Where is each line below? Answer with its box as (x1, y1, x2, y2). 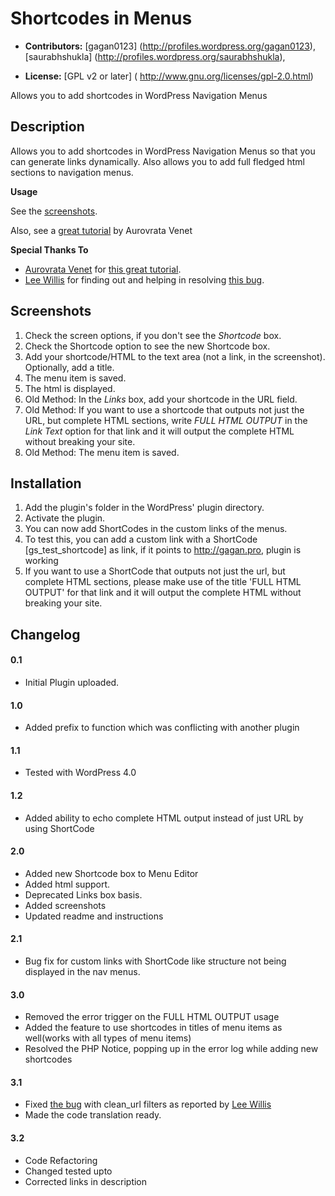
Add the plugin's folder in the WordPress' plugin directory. (24, 502, 265, 514)
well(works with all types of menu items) (24, 1032, 192, 1044)
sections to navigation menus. (10, 166, 134, 178)
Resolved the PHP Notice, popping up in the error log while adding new (24, 1043, 319, 1055)
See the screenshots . (10, 205, 98, 217)
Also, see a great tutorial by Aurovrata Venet (10, 224, 193, 236)
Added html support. (24, 878, 111, 890)
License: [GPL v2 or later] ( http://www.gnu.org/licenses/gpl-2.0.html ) (24, 70, 314, 82)
